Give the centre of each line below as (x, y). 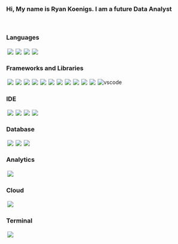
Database (20, 129)
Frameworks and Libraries (45, 68)
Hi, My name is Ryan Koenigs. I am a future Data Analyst (89, 9)
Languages (23, 38)
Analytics (20, 159)
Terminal (19, 221)
